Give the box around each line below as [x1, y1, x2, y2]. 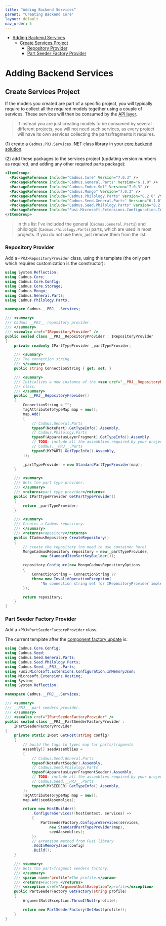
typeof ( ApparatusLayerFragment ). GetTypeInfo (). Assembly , [31, 435, 152, 440]
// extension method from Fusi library [31, 838, 114, 844]
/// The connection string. [14, 357, 72, 362]
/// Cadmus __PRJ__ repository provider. [5, 320, 92, 325]
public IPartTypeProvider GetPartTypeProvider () [14, 494, 116, 499]
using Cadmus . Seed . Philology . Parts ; [5, 660, 81, 665]
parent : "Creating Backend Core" [5, 12, 74, 17]
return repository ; [23, 595, 63, 599]
